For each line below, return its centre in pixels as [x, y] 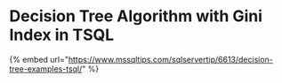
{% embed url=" [39, 59]
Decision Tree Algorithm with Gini [136, 16]
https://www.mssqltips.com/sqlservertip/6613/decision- [171, 59]
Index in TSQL [62, 35]
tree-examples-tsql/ [46, 69]
